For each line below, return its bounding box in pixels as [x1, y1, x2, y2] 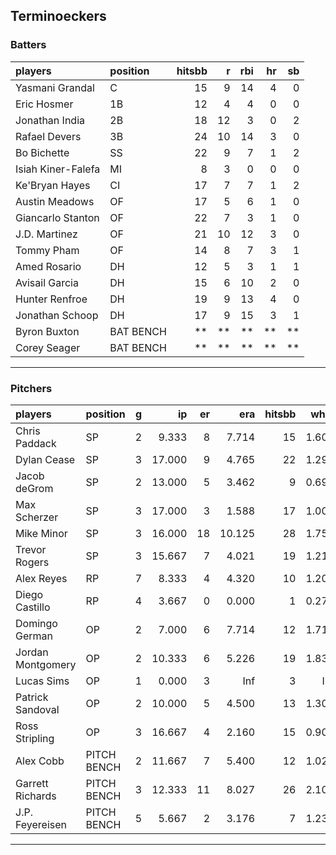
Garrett [15, 776, 49, 790]
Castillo [15, 600, 51, 614]
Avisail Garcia [15, 275, 79, 289]
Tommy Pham [15, 243, 80, 257]
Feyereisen [15, 817, 68, 831]
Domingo [15, 616, 58, 630]
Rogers [15, 555, 50, 569]
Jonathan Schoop [15, 308, 99, 322]
